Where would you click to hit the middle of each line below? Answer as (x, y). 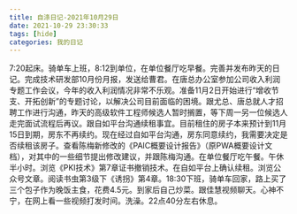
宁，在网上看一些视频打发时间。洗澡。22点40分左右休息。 (116, 201)
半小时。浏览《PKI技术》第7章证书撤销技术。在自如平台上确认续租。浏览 (141, 168)
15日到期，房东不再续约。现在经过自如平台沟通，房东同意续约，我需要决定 (145, 134)
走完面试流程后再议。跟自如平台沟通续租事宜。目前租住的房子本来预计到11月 (148, 124)
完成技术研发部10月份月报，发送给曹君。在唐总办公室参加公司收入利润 (152, 80)
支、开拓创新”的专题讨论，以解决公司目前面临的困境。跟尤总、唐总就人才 (143, 102)
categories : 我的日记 (46, 42)
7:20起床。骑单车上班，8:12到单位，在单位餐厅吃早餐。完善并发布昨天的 (141, 68)
